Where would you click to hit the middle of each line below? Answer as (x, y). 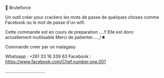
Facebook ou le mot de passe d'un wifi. (45, 22)
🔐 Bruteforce (18, 8)
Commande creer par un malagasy (40, 47)
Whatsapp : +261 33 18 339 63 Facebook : (48, 56)
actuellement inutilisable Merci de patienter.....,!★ (56, 37)
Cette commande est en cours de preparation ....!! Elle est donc (70, 32)
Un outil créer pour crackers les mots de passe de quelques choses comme (82, 17)
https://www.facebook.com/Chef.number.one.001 (56, 61)
